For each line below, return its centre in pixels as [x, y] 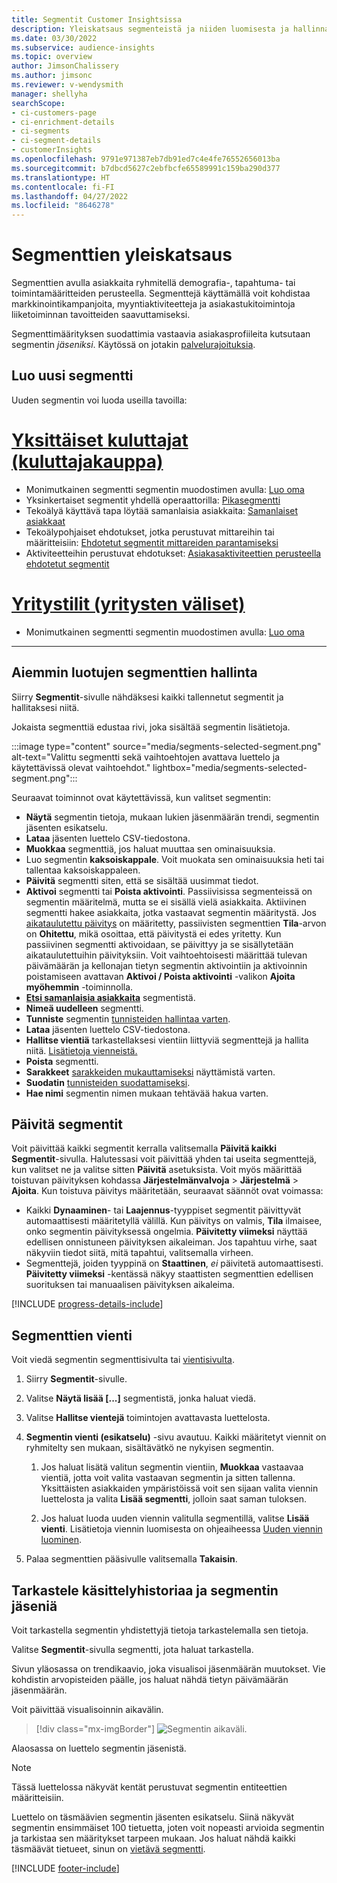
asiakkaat [45, 521]
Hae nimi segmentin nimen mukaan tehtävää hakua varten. [147, 1093]
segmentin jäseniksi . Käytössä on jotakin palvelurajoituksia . [133, 345]
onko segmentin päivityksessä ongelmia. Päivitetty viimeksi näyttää [166, 1232]
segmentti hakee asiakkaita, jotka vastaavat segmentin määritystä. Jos [171, 912]
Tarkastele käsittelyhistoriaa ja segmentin [145, 1590]
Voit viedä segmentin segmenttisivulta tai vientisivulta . [123, 1360]
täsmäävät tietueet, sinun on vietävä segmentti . [108, 1849]
